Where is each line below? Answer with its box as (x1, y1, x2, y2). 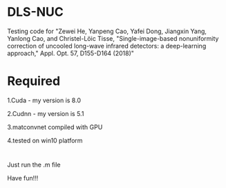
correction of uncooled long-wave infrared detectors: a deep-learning (7, 41, 207, 50)
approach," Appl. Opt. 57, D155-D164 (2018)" (7, 49, 135, 57)
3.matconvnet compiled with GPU (7, 122, 103, 131)
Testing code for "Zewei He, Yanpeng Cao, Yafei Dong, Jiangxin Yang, (7, 27, 207, 35)
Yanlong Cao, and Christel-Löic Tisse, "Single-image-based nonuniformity (7, 34, 219, 42)
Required (7, 73, 61, 89)
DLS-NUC (7, 4, 64, 20)
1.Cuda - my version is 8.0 (7, 96, 82, 104)
